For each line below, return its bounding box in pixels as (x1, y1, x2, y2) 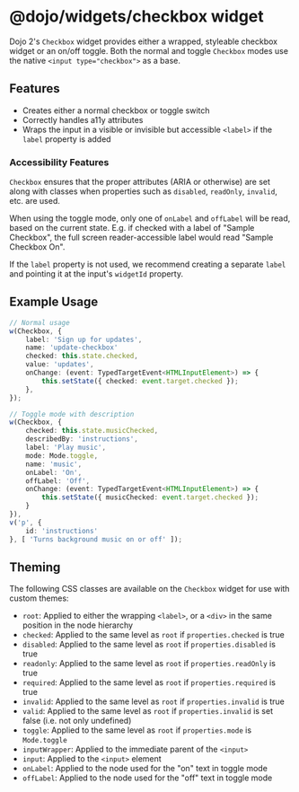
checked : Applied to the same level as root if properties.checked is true (22, 629, 285, 640)
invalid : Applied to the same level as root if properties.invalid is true (22, 696, 285, 707)
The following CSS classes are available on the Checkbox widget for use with (9, 584, 290, 594)
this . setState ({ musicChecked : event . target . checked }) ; (41, 493, 259, 502)
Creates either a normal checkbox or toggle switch (22, 105, 210, 116)
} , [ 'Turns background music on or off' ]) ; (9, 534, 182, 544)
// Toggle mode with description (9, 409, 135, 418)
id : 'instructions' (25, 526, 99, 535)
